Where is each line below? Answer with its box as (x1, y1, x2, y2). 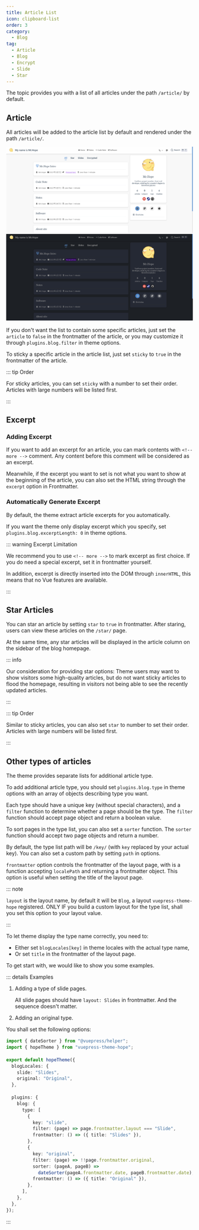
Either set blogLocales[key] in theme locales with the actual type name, (14, 944, 190, 951)
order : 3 (6, 22, 28, 28)
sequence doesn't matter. (14, 1003, 78, 1010)
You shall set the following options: (6, 1026, 92, 1033)
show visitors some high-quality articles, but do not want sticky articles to (6, 674, 187, 682)
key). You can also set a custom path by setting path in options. (6, 850, 161, 857)
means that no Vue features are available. (6, 576, 108, 584)
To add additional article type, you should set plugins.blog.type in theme (6, 784, 185, 791)
